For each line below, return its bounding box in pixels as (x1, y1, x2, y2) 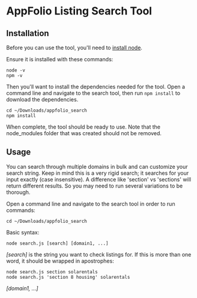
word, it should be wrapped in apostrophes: (6, 257, 114, 264)
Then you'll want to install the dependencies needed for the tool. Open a (6, 83, 185, 90)
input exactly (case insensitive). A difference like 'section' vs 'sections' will (6, 175, 191, 183)
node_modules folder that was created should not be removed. (6, 130, 162, 136)
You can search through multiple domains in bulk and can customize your (6, 163, 188, 170)
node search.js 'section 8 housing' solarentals (6, 274, 130, 280)
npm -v (6, 73, 23, 79)
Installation (6, 28, 49, 38)
